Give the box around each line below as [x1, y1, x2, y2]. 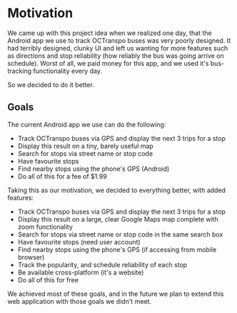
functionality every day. [33, 66, 102, 75]
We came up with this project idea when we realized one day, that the [7, 29, 212, 37]
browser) [17, 252, 45, 262]
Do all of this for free [17, 275, 79, 284]
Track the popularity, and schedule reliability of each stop [17, 260, 188, 269]
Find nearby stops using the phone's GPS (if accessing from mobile [17, 245, 217, 254]
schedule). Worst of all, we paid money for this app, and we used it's [7, 59, 209, 67]
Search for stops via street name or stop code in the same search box [17, 230, 223, 239]
